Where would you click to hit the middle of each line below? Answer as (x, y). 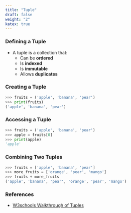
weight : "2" (18, 19)
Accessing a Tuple (28, 120)
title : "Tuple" (21, 10)
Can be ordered (37, 58)
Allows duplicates (39, 74)
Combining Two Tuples (34, 157)
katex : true (18, 24)
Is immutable (34, 68)
